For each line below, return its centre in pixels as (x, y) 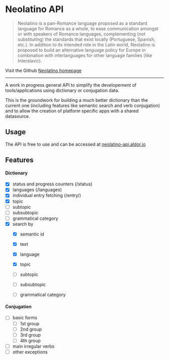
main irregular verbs (33, 346)
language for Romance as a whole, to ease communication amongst (88, 28)
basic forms (25, 318)
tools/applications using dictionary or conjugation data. (62, 90)
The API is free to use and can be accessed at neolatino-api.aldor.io (75, 144)
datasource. (18, 116)
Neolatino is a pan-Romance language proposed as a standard (82, 23)
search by (23, 224)
